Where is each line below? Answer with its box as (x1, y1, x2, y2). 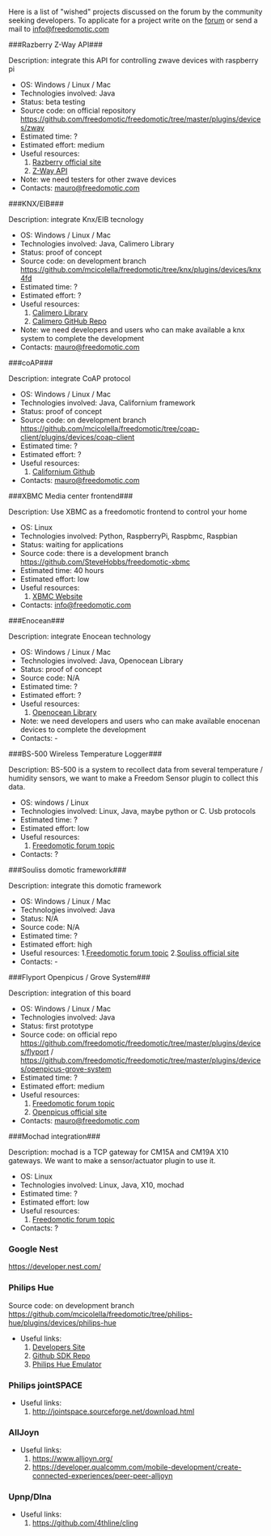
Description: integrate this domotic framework (8, 881, 162, 890)
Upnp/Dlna (8, 1491, 53, 1503)
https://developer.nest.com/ (8, 1262, 101, 1272)
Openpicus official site (32, 1107, 108, 1117)
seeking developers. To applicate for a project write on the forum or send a (8, 15, 258, 25)
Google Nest (8, 1243, 59, 1255)
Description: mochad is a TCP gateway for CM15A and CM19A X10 (8, 1147, 229, 1157)
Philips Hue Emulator (32, 1359, 102, 1369)
